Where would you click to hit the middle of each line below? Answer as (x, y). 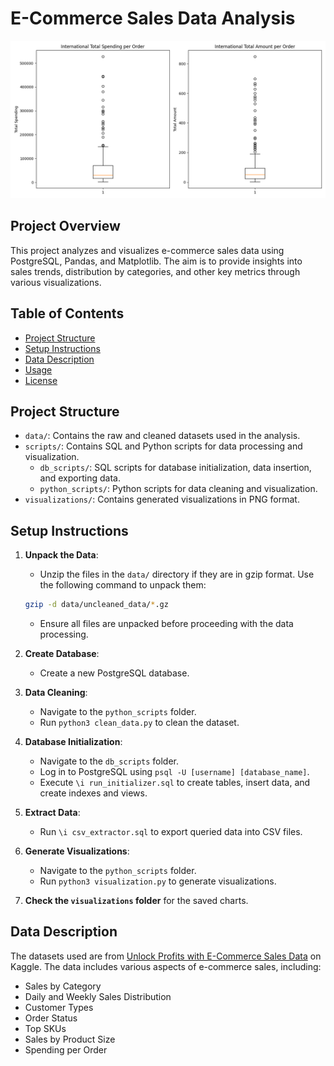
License (41, 380)
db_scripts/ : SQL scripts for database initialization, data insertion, (175, 468)
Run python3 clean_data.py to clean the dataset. (139, 723)
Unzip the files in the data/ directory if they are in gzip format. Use (177, 574)
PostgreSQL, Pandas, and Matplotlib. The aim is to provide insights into (156, 261)
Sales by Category (63, 986)
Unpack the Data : (61, 555)
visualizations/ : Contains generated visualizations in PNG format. (162, 499)
